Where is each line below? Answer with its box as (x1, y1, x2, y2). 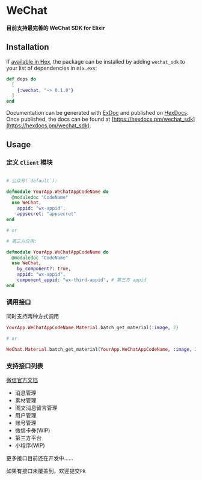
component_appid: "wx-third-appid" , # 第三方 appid (17, 277, 147, 283)
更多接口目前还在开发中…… (6, 455, 74, 462)
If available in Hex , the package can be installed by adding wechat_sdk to (6, 58, 185, 65)
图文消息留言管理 (14, 404, 58, 412)
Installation (6, 42, 49, 52)
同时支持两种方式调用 (6, 313, 59, 320)
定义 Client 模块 (6, 159, 53, 167)
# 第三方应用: (6, 238, 37, 244)
